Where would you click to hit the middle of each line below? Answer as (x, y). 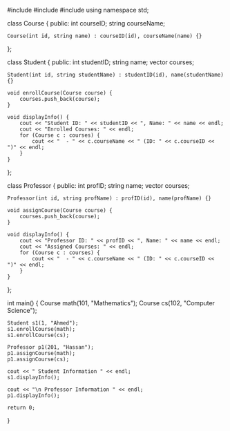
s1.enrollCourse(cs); (38, 335)
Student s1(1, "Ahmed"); (43, 323)
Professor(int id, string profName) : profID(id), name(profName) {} (109, 198)
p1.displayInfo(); (33, 396)
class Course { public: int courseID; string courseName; (86, 23)
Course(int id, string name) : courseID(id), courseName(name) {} (105, 36)
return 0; (21, 408)
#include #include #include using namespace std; (78, 10)
